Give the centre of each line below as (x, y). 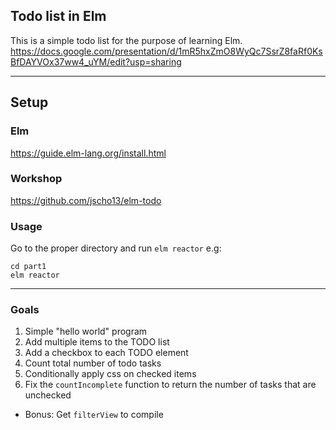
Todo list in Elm (58, 16)
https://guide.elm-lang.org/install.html (88, 153)
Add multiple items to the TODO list (97, 342)
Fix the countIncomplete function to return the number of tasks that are (170, 385)
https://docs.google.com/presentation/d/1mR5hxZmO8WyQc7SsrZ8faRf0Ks (166, 51)
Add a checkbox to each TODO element (106, 353)
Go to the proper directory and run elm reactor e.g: (116, 248)
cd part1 (28, 267)
